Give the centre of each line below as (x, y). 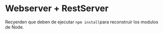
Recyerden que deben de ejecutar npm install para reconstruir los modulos (82, 22)
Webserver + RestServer (57, 8)
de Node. (15, 27)
